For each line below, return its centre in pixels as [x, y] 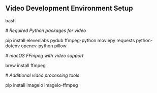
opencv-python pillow [44, 46]
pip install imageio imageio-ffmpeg [42, 85]
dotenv [13, 46]
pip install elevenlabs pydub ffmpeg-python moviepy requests [70, 40]
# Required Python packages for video [46, 30]
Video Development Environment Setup [69, 8]
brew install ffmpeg [25, 65]
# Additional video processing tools [42, 75]
